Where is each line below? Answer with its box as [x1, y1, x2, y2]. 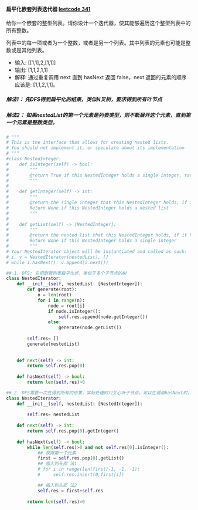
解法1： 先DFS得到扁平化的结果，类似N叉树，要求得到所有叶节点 [6, 96, 162, 103]
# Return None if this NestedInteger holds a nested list [6, 205, 169, 211]
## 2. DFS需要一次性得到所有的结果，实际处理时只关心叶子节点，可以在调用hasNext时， [6, 390, 192, 396]
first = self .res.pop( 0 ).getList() [37, 455, 125, 461]
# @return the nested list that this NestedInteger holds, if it [6, 232, 187, 238]
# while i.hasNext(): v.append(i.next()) [6, 259, 109, 265]
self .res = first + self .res [37, 488, 104, 494]
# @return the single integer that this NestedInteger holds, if [6, 200, 187, 205]
